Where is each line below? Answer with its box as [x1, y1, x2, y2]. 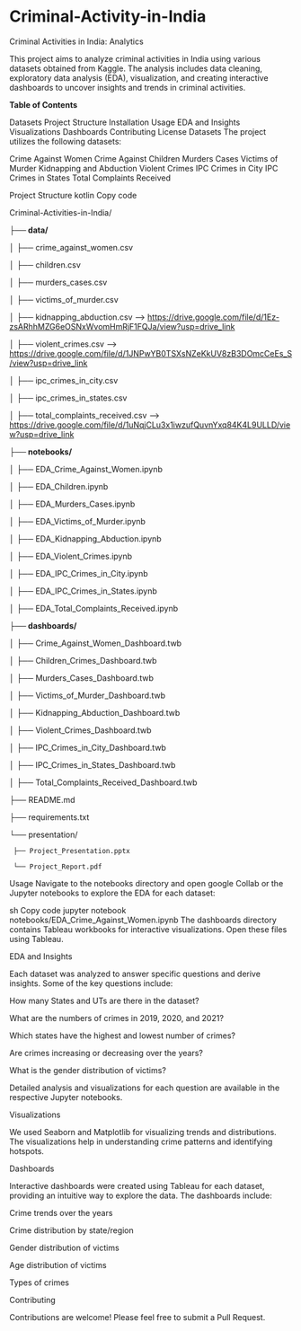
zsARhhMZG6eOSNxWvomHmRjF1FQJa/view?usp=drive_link [9, 321, 235, 331]
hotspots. [9, 1145, 45, 1156]
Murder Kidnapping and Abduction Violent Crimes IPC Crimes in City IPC [9, 163, 279, 173]
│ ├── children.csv [9, 259, 81, 270]
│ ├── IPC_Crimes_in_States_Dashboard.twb [9, 759, 176, 770]
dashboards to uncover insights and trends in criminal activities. [9, 82, 246, 93]
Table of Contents [9, 99, 78, 110]
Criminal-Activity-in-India [9, 6, 207, 27]
